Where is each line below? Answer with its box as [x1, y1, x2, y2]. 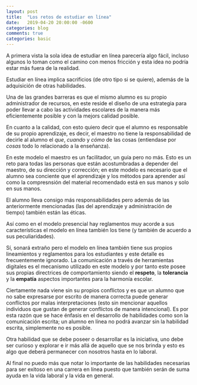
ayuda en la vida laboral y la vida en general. [6, 372, 114, 379]
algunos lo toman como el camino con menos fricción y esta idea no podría [6, 58, 189, 65]
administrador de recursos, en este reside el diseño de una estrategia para [6, 100, 187, 106]
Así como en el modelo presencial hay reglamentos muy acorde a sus [6, 220, 175, 227]
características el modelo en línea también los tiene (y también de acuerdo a [6, 227, 191, 233]
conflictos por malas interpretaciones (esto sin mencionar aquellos [6, 299, 168, 306]
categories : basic [6, 36, 51, 42]
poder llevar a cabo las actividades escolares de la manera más [6, 106, 161, 113]
